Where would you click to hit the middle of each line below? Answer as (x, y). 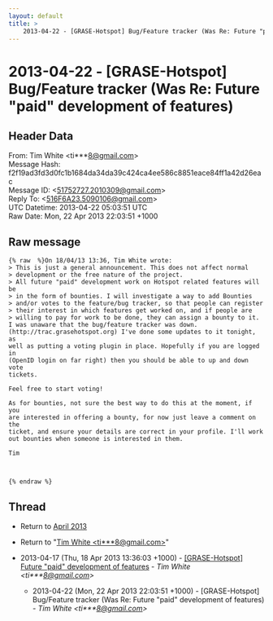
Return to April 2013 (54, 526)
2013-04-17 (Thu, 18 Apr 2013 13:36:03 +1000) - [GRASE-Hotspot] (132, 558)
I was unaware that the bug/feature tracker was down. (103, 325)
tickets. (23, 375)
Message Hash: (35, 165)
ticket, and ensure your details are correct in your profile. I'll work (136, 432)
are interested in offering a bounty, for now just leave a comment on (132, 418)
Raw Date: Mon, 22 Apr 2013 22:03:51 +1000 (83, 216)
